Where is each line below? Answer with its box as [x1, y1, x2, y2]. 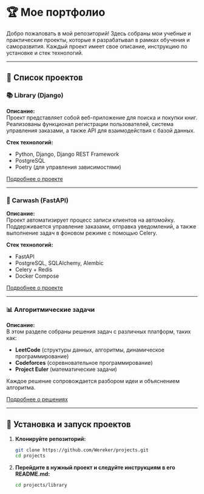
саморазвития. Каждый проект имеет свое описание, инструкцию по [6, 43, 188, 50]
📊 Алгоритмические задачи [6, 305, 95, 314]
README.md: [15, 470, 50, 478]
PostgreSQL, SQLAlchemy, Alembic [15, 259, 104, 266]
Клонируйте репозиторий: [15, 436, 86, 443]
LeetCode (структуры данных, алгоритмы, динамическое [15, 346, 165, 354]
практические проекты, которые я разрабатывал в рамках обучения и [6, 36, 190, 43]
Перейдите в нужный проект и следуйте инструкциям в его [15, 464, 175, 471]
